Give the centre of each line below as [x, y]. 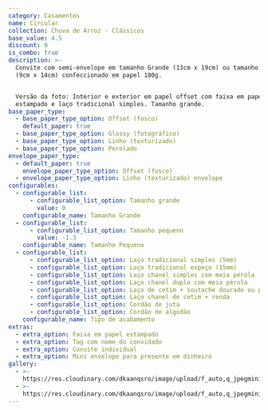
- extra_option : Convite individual [76, 349]
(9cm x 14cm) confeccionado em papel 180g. [89, 75]
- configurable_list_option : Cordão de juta [104, 305]
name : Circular [33, 23]
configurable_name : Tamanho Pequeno [84, 245]
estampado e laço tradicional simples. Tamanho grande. [110, 104]
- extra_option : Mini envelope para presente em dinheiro [114, 356]
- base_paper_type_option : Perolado [76, 149]
